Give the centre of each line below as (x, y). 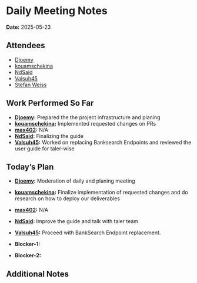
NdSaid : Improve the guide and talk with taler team (76, 221)
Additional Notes (38, 274)
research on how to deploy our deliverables (67, 198)
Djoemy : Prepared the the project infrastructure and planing (87, 117)
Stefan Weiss (31, 85)
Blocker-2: (28, 255)
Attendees (26, 46)
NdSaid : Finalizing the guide (49, 136)
